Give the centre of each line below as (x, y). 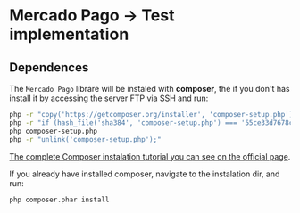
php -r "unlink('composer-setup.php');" (86, 139)
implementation (69, 34)
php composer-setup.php (54, 131)
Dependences (49, 67)
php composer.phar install (59, 200)
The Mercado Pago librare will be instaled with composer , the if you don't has (150, 89)
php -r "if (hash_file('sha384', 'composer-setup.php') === (124, 123)
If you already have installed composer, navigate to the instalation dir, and (145, 174)
